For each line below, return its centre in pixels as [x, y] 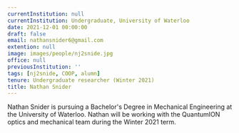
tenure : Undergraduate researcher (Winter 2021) [81, 80]
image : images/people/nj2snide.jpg [60, 54]
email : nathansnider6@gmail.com [55, 41]
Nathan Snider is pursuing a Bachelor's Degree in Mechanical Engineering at [120, 107]
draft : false [27, 34]
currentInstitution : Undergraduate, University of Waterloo [99, 21]
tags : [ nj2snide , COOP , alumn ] [54, 73]
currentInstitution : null [46, 14]
